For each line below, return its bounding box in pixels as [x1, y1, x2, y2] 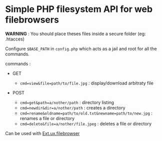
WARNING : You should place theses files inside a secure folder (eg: [5, 30, 146, 36]
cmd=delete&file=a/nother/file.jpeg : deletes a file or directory [19, 120, 151, 126]
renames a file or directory [19, 115, 75, 121]
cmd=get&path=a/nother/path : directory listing [19, 99, 114, 105]
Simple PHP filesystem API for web [5, 3, 153, 15]
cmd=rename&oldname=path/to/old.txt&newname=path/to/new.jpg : [19, 110, 152, 116]
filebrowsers [5, 14, 59, 25]
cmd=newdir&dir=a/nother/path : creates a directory [19, 104, 126, 110]
